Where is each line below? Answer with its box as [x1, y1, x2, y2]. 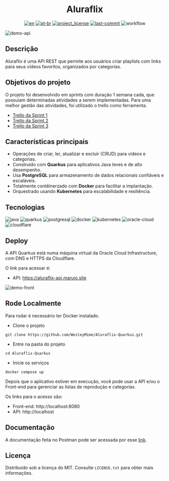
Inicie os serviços [12, 360, 49, 366]
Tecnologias [5, 203, 45, 212]
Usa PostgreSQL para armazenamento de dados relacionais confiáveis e [12, 172, 164, 178]
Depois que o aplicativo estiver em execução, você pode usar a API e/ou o [5, 378, 160, 384]
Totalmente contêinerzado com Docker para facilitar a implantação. [12, 183, 153, 189]
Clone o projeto [12, 322, 45, 328]
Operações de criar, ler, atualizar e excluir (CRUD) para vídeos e [12, 151, 146, 157]
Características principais [5, 137, 89, 146]
